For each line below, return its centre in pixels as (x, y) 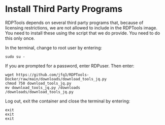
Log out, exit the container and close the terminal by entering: (68, 101)
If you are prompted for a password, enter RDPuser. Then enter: (70, 66)
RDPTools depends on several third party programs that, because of (74, 23)
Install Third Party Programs (64, 9)
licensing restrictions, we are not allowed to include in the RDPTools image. (81, 27)
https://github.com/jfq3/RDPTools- (53, 75)
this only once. (20, 38)
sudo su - (15, 57)
